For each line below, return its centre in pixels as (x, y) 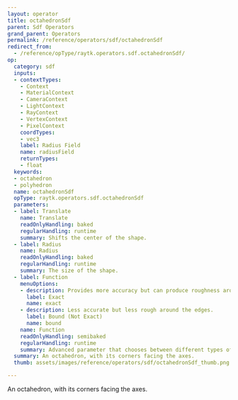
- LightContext (42, 106)
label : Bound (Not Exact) (64, 317)
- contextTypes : (38, 80)
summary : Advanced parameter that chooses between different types (121, 350)
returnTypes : (39, 159)
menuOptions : (39, 284)
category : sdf (34, 67)
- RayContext (39, 113)
